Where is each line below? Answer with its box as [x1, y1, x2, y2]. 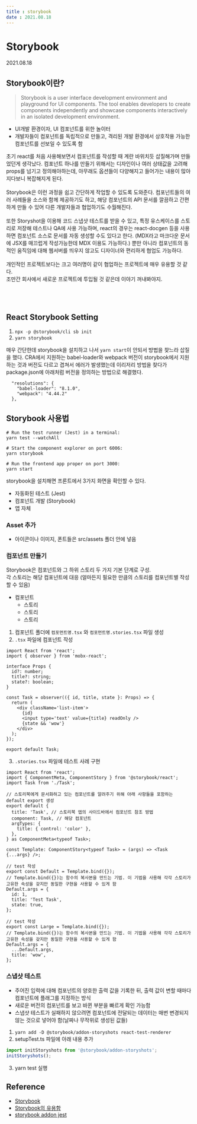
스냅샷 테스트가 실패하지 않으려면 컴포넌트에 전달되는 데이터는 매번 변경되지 [14, 1009, 189, 1016]
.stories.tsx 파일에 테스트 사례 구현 [14, 758, 101, 765]
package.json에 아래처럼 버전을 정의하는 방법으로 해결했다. [6, 369, 143, 376]
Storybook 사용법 [6, 414, 69, 424]
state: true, [11, 902, 44, 908]
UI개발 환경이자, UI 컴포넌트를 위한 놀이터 [14, 125, 111, 132]
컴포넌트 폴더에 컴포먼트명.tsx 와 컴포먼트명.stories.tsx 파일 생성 [14, 628, 164, 636]
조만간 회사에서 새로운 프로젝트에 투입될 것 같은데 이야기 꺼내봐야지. [6, 275, 163, 282]
